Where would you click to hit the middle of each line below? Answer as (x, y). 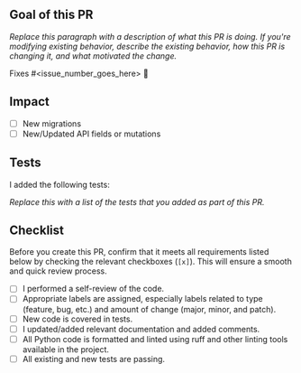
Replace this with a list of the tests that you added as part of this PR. (137, 201)
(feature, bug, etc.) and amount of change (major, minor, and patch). (149, 309)
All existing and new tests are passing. (93, 359)
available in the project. (66, 349)
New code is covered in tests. (78, 319)
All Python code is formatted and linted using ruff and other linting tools (155, 339)
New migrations (52, 123)
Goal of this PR (51, 15)
